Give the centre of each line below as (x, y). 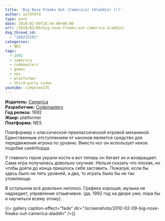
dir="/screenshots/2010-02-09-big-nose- (117, 208)
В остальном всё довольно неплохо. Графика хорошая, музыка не (75, 188)
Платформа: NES (23, 123)
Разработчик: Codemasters (34, 107)
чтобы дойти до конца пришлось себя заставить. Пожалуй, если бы (77, 168)
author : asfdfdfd (23, 14)
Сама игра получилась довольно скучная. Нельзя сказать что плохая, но (83, 163)
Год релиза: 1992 (23, 112)
